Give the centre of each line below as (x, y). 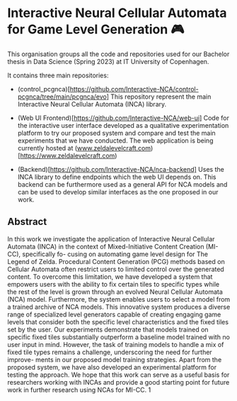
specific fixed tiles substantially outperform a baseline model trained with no (118, 337)
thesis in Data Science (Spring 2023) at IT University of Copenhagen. (108, 61)
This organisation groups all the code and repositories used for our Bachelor (118, 54)
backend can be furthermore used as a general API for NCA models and (122, 184)
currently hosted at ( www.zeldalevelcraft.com (84, 148)
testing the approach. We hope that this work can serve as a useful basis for (118, 375)
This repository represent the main (161, 97)
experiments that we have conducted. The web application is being (115, 141)
